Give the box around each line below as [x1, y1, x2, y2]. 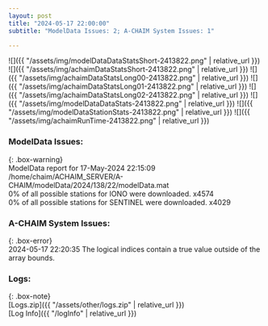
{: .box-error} [8, 236, 52, 245]
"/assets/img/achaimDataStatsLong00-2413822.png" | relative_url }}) [19, 73, 249, 83]
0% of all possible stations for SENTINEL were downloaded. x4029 [8, 197, 232, 207]
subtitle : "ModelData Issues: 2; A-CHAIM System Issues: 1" [8, 27, 216, 35]
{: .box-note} [8, 291, 51, 301]
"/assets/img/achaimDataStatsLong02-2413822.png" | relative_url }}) [19, 90, 249, 100]
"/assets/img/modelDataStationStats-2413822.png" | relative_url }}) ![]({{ [8, 107, 250, 117]
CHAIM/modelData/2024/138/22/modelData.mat [8, 180, 170, 190]
